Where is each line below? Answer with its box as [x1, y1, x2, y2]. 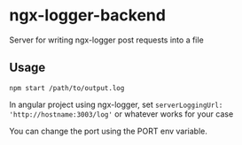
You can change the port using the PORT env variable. [9, 126, 208, 136]
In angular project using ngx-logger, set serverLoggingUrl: [9, 99, 223, 110]
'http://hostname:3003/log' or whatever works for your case [9, 108, 234, 119]
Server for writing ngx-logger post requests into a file [9, 34, 204, 45]
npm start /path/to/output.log [9, 83, 125, 93]
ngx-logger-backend [9, 5, 167, 26]
